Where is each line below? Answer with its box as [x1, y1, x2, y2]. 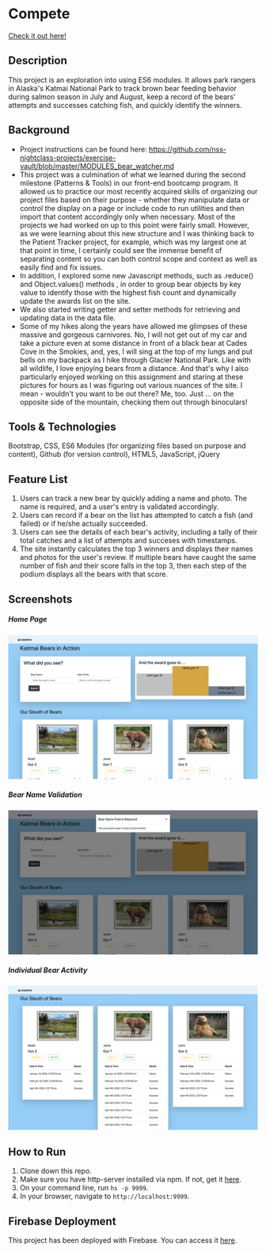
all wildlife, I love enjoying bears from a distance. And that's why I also [19, 363, 249, 373]
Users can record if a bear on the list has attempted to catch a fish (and [19, 511, 253, 520]
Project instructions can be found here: [19, 144, 148, 154]
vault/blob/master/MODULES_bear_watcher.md [19, 161, 174, 171]
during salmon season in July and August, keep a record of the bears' [8, 92, 236, 102]
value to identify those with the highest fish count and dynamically [19, 287, 237, 297]
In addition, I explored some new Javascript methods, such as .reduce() [19, 270, 254, 280]
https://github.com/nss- [149, 144, 227, 154]
